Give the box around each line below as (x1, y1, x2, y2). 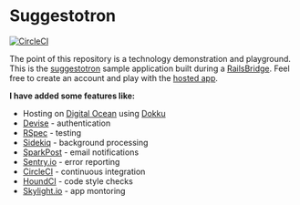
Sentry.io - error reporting (22, 156, 120, 167)
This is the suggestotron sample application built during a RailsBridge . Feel (9, 63, 290, 74)
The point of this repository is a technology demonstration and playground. (9, 53, 292, 64)
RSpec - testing (22, 127, 82, 138)
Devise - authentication (22, 118, 111, 128)
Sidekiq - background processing (22, 137, 149, 148)
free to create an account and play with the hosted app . (9, 72, 219, 83)
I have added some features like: (9, 90, 135, 101)
